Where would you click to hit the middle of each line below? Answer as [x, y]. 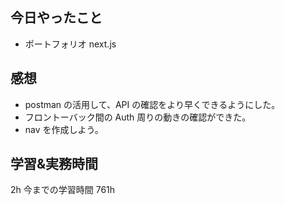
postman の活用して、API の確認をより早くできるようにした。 [152, 104]
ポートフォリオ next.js [70, 44]
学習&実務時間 [54, 164]
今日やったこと [56, 18]
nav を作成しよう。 [64, 129]
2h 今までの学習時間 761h [63, 190]
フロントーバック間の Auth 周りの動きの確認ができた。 [138, 117]
